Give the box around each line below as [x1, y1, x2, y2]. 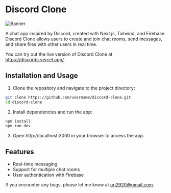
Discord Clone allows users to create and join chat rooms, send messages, [5, 36, 162, 42]
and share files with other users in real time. [5, 41, 98, 47]
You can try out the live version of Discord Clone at [5, 51, 113, 57]
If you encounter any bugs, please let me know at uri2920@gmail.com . [5, 182, 155, 188]
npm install [5, 118, 31, 124]
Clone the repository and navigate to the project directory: [12, 85, 135, 91]
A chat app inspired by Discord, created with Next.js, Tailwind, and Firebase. [5, 30, 166, 36]
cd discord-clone [5, 100, 42, 105]
